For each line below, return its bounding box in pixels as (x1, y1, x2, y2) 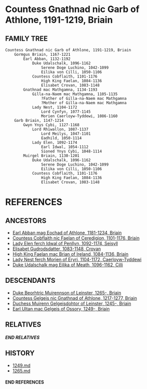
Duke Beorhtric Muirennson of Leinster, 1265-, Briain (12, 289, 121, 295)
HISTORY (5, 349, 35, 358)
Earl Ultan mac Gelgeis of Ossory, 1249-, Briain (12, 305, 110, 312)
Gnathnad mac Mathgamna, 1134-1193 (23, 87, 98, 92)
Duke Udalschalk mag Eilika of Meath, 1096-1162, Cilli (12, 262, 123, 268)
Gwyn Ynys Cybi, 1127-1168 (23, 122, 80, 127)
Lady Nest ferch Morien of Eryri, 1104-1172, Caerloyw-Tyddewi (12, 257, 142, 262)
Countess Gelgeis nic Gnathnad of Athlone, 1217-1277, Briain (12, 295, 137, 301)
